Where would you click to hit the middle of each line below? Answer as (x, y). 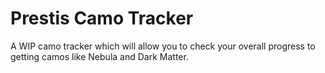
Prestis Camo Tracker (102, 18)
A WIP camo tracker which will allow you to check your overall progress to (163, 46)
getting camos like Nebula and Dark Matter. (99, 56)
